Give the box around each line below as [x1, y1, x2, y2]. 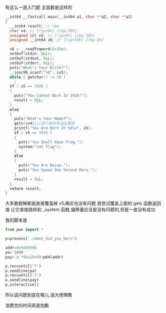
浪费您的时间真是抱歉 [5, 302, 49, 308]
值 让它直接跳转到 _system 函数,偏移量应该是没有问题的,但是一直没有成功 [5, 206, 155, 212]
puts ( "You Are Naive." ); [18, 163, 70, 168]
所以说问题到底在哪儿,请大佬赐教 [5, 292, 72, 297]
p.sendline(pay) [5, 277, 39, 282]
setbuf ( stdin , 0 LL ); [9, 51, 52, 56]
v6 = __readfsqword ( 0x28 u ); [9, 46, 68, 51]
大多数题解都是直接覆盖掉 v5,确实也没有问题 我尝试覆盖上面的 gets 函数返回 [5, 200, 161, 206]
